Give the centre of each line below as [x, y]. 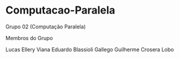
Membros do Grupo [29, 38]
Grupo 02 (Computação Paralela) [46, 27]
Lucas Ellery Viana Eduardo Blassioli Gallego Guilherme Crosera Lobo [90, 49]
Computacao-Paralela [60, 10]
